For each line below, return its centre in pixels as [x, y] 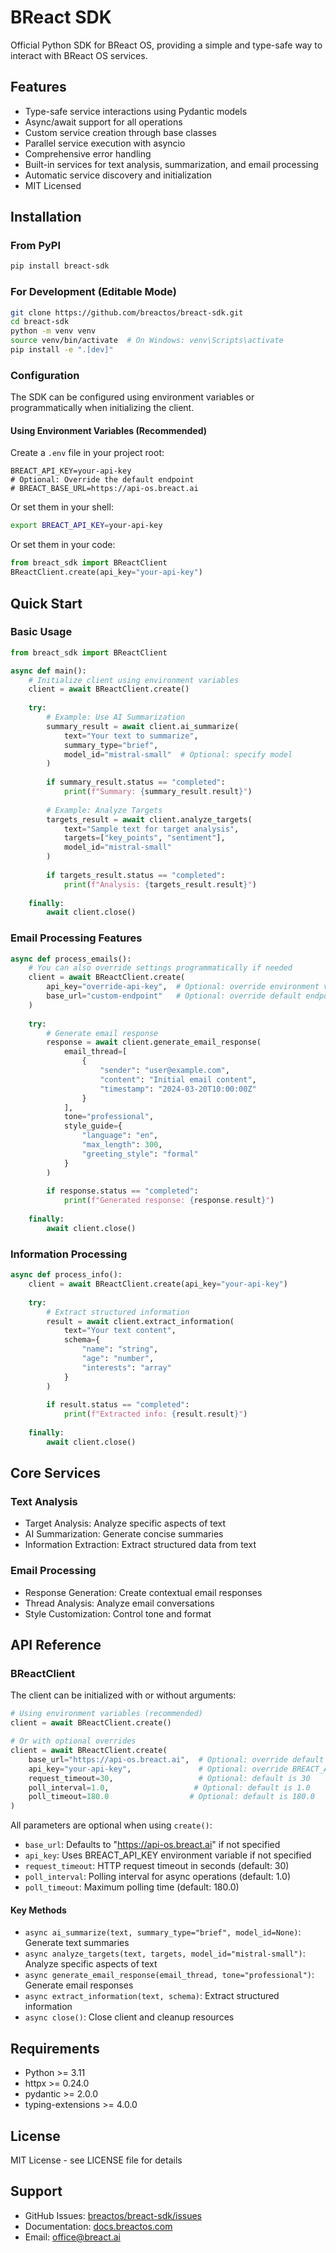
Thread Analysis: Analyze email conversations [119, 1603]
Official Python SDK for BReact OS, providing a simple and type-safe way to [166, 45]
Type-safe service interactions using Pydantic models [136, 111]
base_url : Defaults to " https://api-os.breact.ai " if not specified [152, 1845]
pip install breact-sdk [60, 266]
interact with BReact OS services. [79, 55]
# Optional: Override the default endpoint [102, 480]
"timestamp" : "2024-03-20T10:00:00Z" [178, 1089]
